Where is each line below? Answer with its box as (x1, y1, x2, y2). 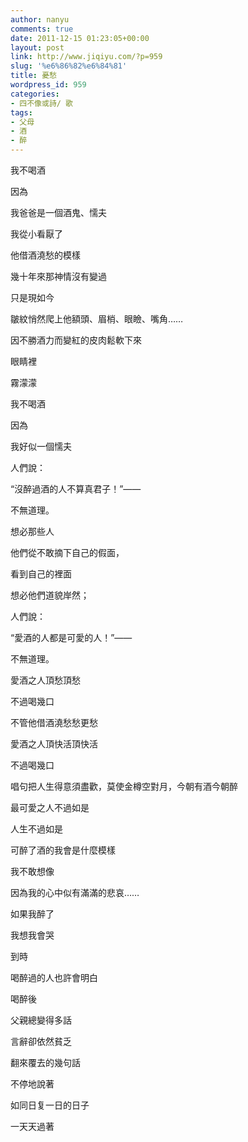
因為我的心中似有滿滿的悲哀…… (10, 887, 140, 898)
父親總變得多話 (10, 1014, 72, 1026)
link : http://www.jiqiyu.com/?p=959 (10, 52, 163, 62)
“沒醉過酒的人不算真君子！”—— (10, 483, 142, 495)
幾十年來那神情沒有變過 (10, 271, 107, 282)
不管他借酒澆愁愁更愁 (10, 717, 98, 728)
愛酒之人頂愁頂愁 (10, 674, 81, 686)
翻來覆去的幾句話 (10, 1057, 81, 1068)
